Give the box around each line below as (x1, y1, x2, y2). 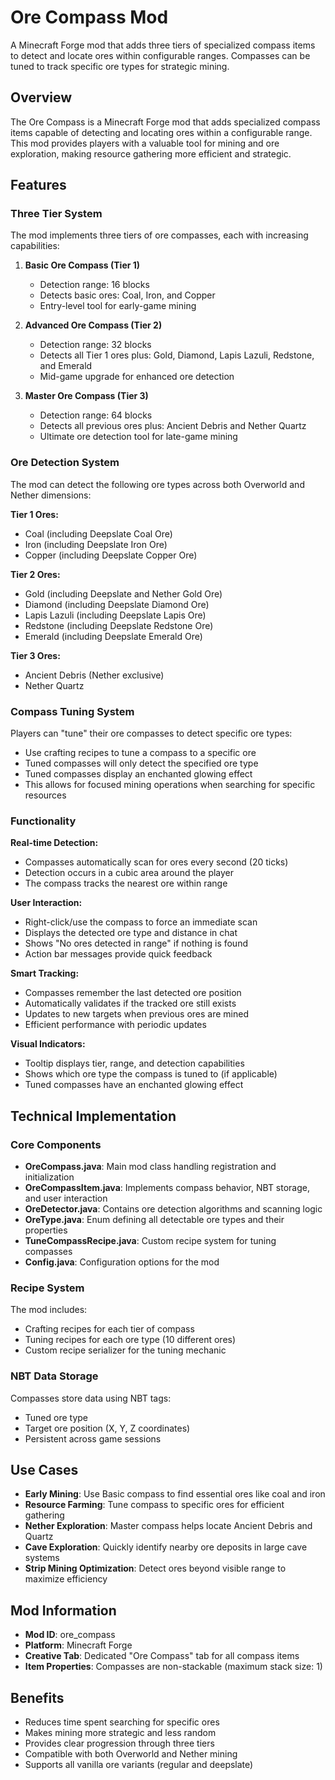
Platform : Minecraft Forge (24, 1639, 133, 1651)
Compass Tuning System (10, 704, 135, 718)
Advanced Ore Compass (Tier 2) (24, 319, 163, 331)
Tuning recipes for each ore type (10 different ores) (24, 1334, 237, 1346)
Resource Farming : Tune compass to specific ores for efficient (24, 1499, 285, 1511)
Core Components (10, 1137, 102, 1151)
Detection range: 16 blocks (39, 279, 150, 291)
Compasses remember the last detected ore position (24, 987, 242, 999)
